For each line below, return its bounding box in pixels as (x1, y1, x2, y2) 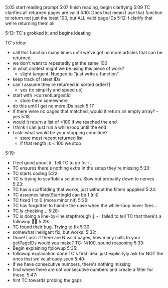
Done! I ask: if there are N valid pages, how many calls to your (12, 235, 141, 240)
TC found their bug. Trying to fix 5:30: (12, 224, 91, 230)
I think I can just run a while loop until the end (12, 124, 106, 130)
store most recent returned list (20, 135, 83, 141)
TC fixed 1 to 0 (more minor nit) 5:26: (12, 197, 89, 203)
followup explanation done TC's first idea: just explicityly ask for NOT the (12, 251, 163, 256)
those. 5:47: (12, 272, 38, 278)
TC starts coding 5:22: (12, 170, 59, 176)
